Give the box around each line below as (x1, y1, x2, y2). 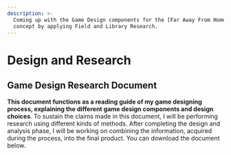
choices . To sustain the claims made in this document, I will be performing (7, 112, 219, 121)
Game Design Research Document (7, 80, 157, 91)
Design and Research (7, 52, 132, 68)
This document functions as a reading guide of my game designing (7, 97, 203, 106)
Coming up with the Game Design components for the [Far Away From (13, 16, 211, 23)
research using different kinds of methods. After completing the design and (7, 119, 221, 128)
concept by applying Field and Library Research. (13, 23, 158, 29)
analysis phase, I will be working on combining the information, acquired (7, 127, 212, 135)
